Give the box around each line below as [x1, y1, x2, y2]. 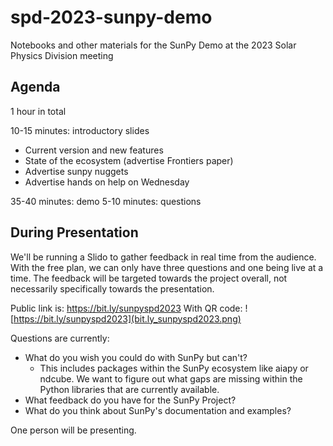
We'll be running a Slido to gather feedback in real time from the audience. [10, 251, 317, 263]
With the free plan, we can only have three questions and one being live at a [10, 261, 324, 273]
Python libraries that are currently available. [39, 383, 220, 395]
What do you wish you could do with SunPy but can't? [24, 351, 248, 363]
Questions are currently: [10, 332, 110, 344]
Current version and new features [24, 144, 164, 156]
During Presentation [10, 224, 139, 241]
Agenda [10, 79, 61, 96]
